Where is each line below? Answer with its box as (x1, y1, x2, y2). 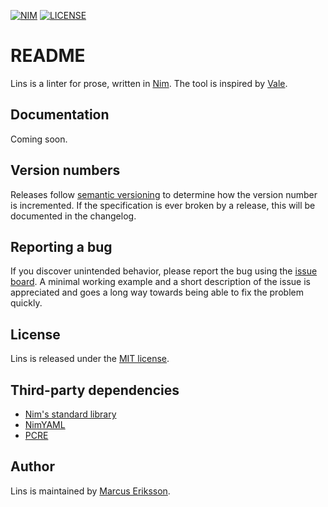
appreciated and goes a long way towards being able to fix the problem (10, 286, 304, 299)
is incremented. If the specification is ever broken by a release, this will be (10, 199, 316, 211)
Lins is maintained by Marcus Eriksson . (10, 485, 171, 497)
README (10, 45, 86, 67)
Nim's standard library (24, 408, 117, 420)
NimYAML (24, 419, 66, 430)
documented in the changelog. (10, 210, 137, 222)
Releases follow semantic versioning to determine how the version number (10, 188, 318, 200)
